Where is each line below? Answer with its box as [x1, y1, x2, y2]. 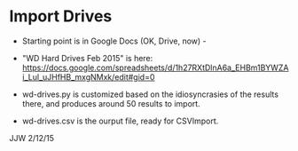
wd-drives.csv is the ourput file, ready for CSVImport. [21, 115, 219, 126]
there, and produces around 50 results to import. [21, 98, 201, 108]
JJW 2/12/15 [9, 132, 55, 143]
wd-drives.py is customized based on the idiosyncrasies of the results [21, 89, 279, 99]
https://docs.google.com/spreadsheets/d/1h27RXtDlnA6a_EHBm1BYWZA [21, 62, 289, 73]
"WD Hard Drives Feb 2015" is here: [21, 52, 153, 63]
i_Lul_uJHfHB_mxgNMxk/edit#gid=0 [21, 71, 155, 82]
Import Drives [9, 6, 113, 27]
